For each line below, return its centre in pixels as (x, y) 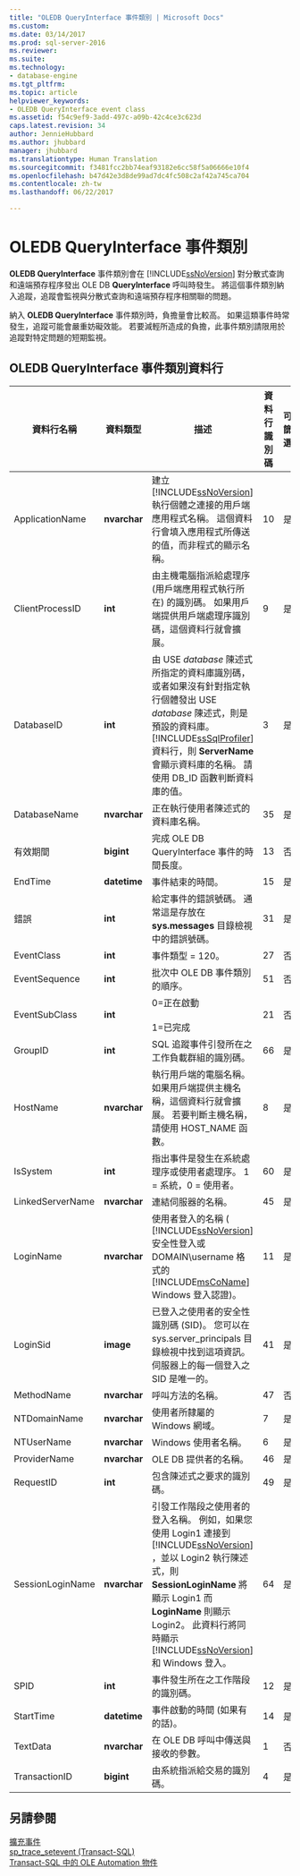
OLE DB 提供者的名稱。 (200, 1459)
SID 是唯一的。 (183, 1378)
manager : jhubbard (43, 150)
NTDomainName (49, 1418)
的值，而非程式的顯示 (196, 545)
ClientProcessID (48, 608)
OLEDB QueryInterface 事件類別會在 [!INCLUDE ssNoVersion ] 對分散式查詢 (147, 273)
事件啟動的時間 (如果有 (199, 1710)
